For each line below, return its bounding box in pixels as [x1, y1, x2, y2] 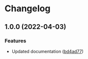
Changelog [4, 3, 51, 14]
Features [4, 37, 27, 44]
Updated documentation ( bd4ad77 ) [11, 48, 84, 54]
